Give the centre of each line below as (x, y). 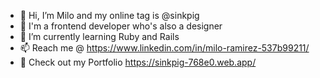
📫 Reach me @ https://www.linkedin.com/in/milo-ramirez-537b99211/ (164, 48)
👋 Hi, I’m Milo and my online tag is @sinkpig (109, 15)
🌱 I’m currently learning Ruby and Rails (99, 36)
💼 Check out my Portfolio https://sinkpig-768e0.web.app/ (138, 62)
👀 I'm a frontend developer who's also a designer (121, 26)
